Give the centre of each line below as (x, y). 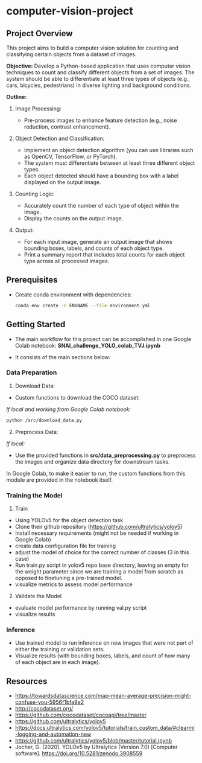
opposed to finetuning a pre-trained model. (68, 578)
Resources (27, 681)
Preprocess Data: (36, 432)
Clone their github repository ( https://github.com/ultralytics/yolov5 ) (99, 526)
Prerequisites (32, 280)
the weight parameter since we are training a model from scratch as (99, 571)
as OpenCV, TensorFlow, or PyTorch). (71, 156)
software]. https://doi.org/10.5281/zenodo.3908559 (79, 753)
